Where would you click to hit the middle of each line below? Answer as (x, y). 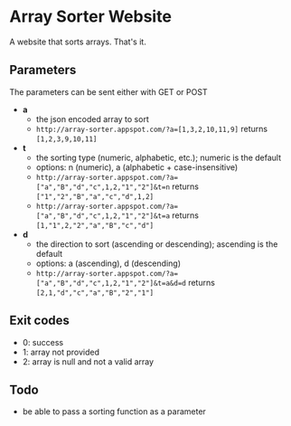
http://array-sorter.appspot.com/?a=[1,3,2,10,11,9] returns (152, 128)
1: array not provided (61, 352)
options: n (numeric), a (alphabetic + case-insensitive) (137, 167)
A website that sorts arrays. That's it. (78, 42)
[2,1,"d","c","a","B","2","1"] (95, 293)
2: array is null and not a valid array (88, 361)
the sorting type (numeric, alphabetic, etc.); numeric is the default (159, 157)
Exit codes (40, 321)
